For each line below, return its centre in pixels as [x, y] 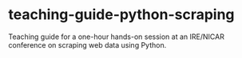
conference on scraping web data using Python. [87, 44]
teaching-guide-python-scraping [121, 15]
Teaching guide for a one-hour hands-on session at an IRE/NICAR [117, 37]
